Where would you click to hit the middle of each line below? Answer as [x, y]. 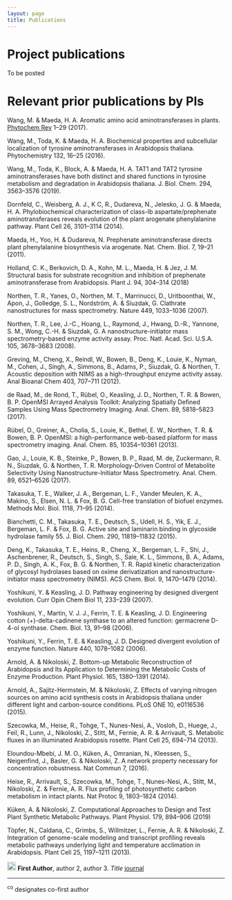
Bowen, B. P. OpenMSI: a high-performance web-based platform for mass [112, 438]
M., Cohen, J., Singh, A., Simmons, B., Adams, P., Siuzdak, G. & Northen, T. [114, 367]
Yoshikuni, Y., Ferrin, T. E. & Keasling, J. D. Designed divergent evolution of [114, 641]
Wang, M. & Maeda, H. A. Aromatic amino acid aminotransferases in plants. [114, 120]
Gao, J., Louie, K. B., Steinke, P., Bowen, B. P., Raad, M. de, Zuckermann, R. [114, 458]
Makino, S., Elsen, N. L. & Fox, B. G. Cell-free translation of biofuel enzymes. [116, 501]
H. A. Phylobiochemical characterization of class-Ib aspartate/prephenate [112, 212]
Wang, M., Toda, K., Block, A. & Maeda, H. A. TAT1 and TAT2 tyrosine [105, 169]
